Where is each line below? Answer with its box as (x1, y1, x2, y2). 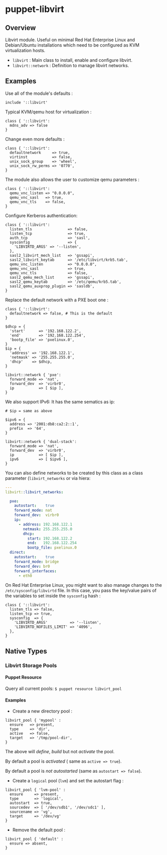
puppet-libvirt (5, 4, 64, 15)
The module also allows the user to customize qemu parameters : (5, 177, 140, 183)
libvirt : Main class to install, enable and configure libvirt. (12, 57, 133, 63)
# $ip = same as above (5, 408, 52, 413)
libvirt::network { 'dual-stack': (5, 439, 77, 444)
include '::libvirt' (5, 100, 48, 105)
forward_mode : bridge (14, 559, 59, 564)
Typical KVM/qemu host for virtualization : (5, 109, 92, 115)
